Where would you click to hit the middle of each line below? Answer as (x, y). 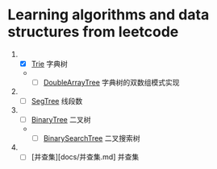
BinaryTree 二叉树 (61, 120)
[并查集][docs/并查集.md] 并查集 (85, 157)
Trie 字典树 (49, 64)
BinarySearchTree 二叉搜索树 (92, 138)
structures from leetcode (93, 32)
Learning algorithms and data (108, 15)
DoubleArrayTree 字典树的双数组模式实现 (111, 82)
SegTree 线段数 (57, 101)
